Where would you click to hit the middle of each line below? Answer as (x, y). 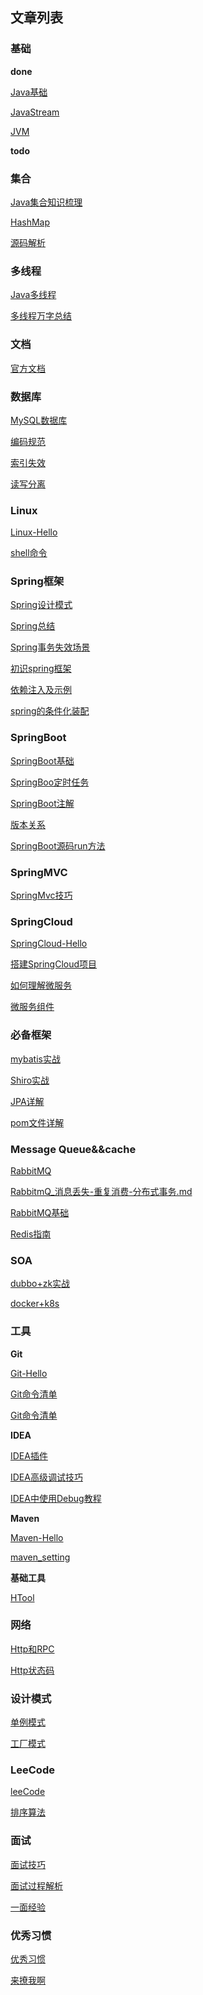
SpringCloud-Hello (49, 944)
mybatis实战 (35, 1059)
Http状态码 (32, 1670)
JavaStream (35, 112)
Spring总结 (33, 626)
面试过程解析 (36, 1885)
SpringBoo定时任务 (50, 782)
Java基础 (29, 92)
